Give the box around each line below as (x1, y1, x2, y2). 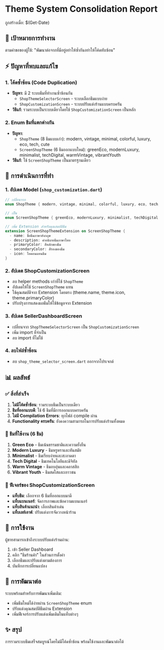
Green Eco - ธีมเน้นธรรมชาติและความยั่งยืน (12, 441, 86, 447)
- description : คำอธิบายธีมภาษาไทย (9, 238, 71, 243)
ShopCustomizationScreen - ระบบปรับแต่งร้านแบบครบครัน (19, 101, 122, 107)
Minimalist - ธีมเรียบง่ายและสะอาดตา (12, 453, 76, 459)
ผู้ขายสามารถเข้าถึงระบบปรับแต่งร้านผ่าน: (5, 536, 69, 543)
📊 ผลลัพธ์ (5, 374, 30, 382)
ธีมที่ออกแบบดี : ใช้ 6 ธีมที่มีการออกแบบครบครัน (12, 407, 89, 413)
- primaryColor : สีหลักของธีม (9, 242, 61, 247)
